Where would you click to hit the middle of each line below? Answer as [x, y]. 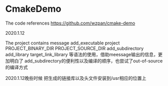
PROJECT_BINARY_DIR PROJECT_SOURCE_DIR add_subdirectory [75, 48]
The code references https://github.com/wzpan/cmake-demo [70, 23]
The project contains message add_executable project [63, 43]
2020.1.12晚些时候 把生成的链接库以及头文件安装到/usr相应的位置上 [76, 78]
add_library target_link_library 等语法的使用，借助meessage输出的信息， [82, 54]
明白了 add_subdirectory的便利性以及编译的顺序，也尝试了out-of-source [86, 61]
